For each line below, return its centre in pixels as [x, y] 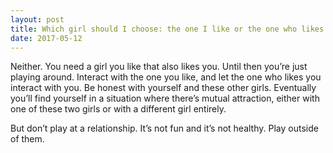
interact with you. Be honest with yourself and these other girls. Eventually [163, 88]
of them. [27, 139]
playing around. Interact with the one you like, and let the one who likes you [166, 77]
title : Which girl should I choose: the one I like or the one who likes [167, 29]
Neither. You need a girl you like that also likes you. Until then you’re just [159, 67]
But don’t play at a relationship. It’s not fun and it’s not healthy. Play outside [164, 128]
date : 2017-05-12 [46, 38]
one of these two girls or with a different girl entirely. [118, 109]
